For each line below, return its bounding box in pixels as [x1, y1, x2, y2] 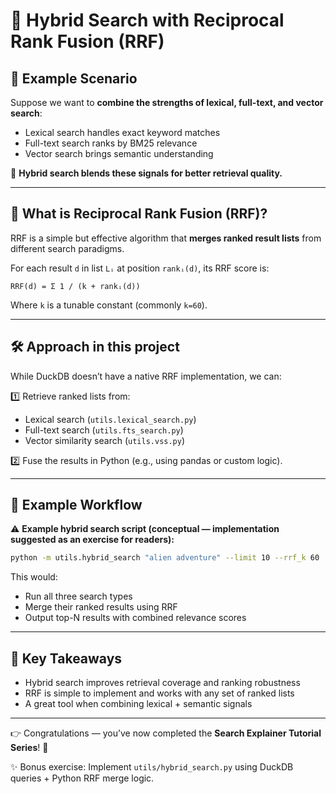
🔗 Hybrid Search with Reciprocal [10, 9, 285, 32]
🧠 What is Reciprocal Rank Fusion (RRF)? [10, 205, 268, 223]
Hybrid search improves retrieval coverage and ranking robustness [24, 677, 301, 689]
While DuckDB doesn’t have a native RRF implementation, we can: [10, 370, 282, 382]
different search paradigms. [10, 242, 125, 254]
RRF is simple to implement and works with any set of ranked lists [24, 687, 295, 699]
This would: [10, 571, 58, 583]
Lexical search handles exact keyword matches [24, 127, 221, 138]
